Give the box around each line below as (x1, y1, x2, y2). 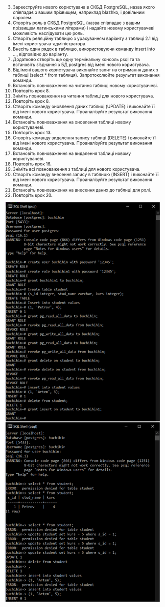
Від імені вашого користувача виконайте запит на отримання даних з (12, 67, 159, 73)
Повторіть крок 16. (12, 161, 52, 167)
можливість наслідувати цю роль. (12, 30, 84, 36)
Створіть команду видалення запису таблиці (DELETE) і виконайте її (12, 135, 156, 141)
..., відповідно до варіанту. (12, 51, 68, 57)
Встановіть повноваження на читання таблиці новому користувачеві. (12, 83, 158, 88)
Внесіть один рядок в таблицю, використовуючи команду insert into (12, 46, 155, 52)
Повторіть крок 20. (12, 192, 53, 198)
